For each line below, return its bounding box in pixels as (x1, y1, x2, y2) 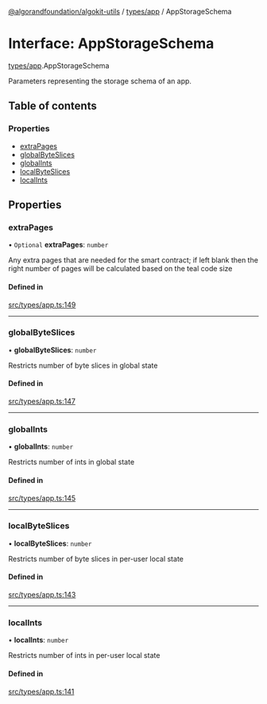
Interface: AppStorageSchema (8, 35, 215, 53)
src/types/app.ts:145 (8, 493, 76, 503)
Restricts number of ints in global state (8, 457, 135, 467)
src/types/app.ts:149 (8, 300, 76, 309)
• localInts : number (8, 636, 69, 645)
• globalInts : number (8, 441, 74, 452)
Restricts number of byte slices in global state (8, 360, 158, 370)
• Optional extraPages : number (8, 240, 109, 250)
